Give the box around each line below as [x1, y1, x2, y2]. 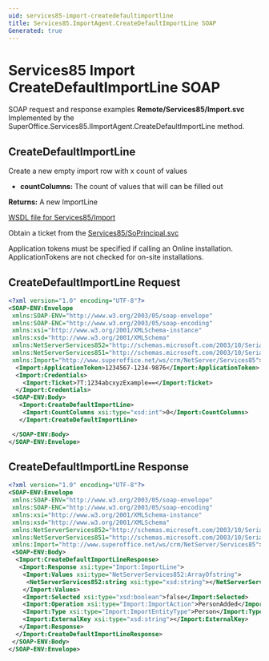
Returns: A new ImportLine [8, 197, 98, 207]
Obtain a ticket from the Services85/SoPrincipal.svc [8, 228, 179, 238]
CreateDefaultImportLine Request [8, 276, 181, 289]
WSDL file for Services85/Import [8, 213, 116, 223]
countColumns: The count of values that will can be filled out [19, 182, 223, 191]
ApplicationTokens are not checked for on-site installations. [8, 252, 204, 262]
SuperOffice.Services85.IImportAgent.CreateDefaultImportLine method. [8, 122, 245, 131]
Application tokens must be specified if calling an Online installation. [8, 244, 234, 253]
